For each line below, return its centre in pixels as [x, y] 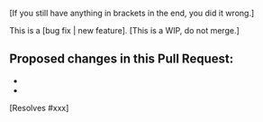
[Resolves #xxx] [39, 108]
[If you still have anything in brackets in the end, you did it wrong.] [132, 13]
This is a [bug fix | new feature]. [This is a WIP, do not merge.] [125, 30]
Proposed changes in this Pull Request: [122, 59]
